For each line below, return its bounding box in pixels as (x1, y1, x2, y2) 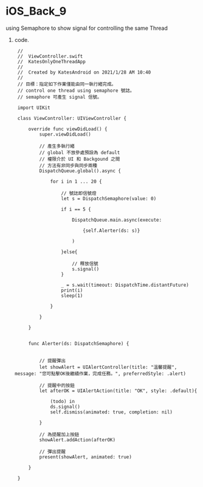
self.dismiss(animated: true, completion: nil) (50, 409, 173, 415)
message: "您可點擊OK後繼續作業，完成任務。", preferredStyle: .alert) (14, 370, 187, 377)
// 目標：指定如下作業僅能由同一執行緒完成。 (17, 81, 117, 87)
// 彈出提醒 (39, 449, 66, 455)
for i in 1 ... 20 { (50, 178, 102, 184)
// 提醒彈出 (39, 357, 66, 363)
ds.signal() (50, 404, 80, 410)
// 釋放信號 (72, 261, 98, 267)
